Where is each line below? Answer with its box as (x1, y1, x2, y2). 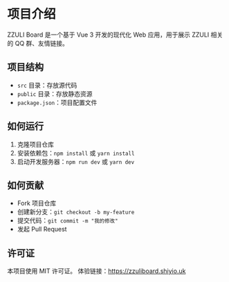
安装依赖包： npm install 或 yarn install (17, 149, 135, 157)
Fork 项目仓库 (17, 199, 57, 207)
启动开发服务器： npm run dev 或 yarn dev (17, 157, 135, 166)
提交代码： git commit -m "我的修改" (17, 216, 118, 225)
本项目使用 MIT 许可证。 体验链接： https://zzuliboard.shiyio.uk (7, 267, 186, 275)
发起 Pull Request (17, 225, 67, 234)
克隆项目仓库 (17, 140, 54, 149)
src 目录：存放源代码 (17, 81, 77, 89)
